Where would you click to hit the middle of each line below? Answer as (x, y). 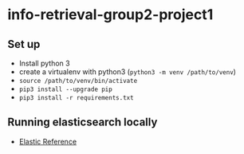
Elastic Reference (48, 141)
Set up (24, 44)
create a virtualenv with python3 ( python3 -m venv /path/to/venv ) (128, 72)
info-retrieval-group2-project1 (110, 15)
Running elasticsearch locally (83, 122)
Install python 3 (44, 63)
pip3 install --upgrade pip (65, 89)
